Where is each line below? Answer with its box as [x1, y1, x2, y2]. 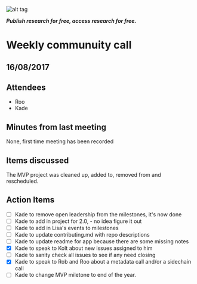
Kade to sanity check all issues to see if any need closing [14, 252, 156, 259]
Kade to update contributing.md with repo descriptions [14, 231, 150, 238]
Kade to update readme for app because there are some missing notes [14, 238, 189, 245]
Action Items [6, 195, 55, 205]
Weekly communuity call [6, 38, 132, 52]
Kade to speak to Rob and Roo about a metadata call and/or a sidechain [14, 258, 192, 265]
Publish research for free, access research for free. [6, 17, 137, 24]
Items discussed [6, 155, 69, 165]
